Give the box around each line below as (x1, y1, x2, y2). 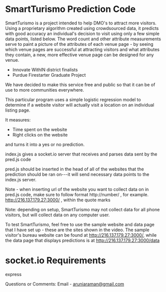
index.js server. (5, 176, 36, 182)
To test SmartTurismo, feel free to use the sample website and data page (5, 221, 155, 227)
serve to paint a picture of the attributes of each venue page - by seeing (5, 41, 154, 47)
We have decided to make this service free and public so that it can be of (5, 81, 156, 88)
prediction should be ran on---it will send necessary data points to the (5, 171, 150, 177)
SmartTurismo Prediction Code (5, 3, 136, 15)
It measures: (5, 117, 31, 123)
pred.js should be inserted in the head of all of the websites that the (5, 166, 144, 172)
